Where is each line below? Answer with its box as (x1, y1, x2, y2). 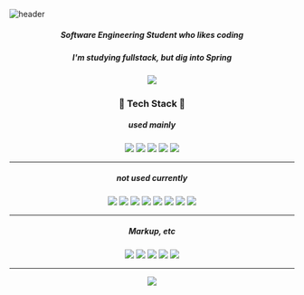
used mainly (128, 119, 176, 130)
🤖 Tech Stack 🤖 (119, 97, 185, 109)
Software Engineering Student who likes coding (60, 29, 244, 40)
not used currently (116, 173, 188, 184)
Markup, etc (128, 226, 176, 237)
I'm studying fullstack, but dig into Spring (71, 52, 233, 62)
